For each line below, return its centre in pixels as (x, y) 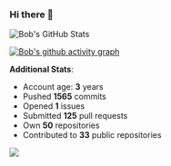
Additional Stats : (42, 69)
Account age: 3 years (63, 87)
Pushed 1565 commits (64, 97)
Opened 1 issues (54, 106)
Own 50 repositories (61, 125)
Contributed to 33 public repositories (92, 135)
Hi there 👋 (32, 15)
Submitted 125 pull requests (75, 116)
